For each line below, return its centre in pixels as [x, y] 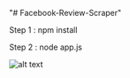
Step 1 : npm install [43, 30]
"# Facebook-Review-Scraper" [65, 13]
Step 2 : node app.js [46, 47]
